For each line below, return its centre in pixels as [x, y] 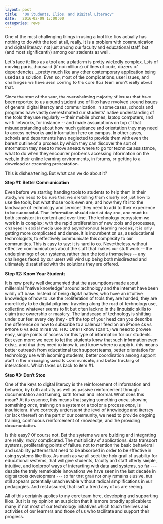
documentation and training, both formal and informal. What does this [75, 395]
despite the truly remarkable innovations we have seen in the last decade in [81, 471]
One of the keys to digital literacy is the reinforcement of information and [78, 384]
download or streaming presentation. [42, 164]
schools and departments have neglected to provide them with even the [77, 138]
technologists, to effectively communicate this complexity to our [69, 239]
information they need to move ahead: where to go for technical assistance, [81, 148]
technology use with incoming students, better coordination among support [81, 355]
